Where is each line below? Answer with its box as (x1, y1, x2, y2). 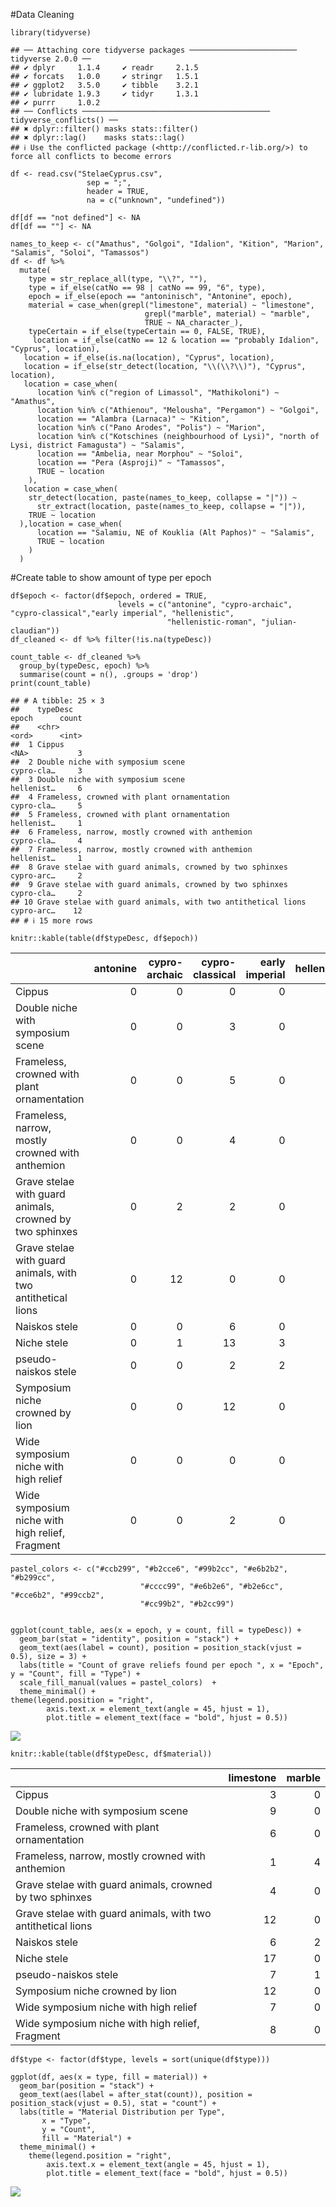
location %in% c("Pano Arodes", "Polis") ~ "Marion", (36, 423, 267, 433)
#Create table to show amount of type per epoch (10, 572, 212, 583)
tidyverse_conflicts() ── (10, 115, 118, 125)
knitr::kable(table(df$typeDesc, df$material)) (10, 1749, 213, 1759)
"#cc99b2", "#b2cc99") (139, 1599, 235, 1609)
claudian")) (10, 626, 60, 636)
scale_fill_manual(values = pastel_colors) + (19, 1678, 217, 1688)
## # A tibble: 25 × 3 (10, 696, 105, 706)
